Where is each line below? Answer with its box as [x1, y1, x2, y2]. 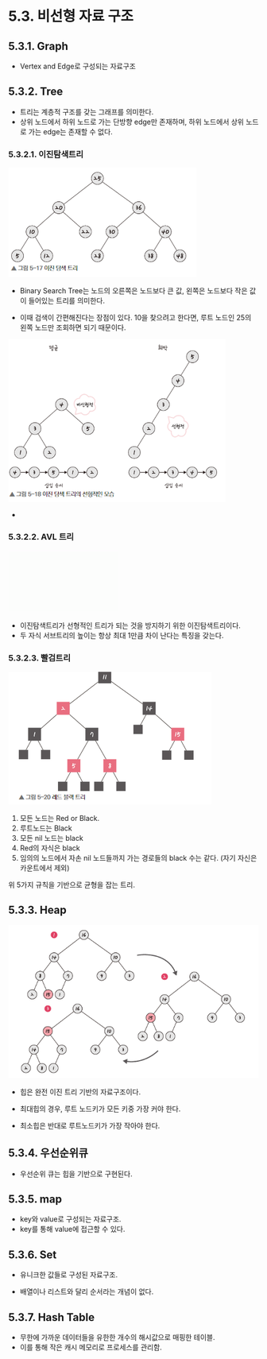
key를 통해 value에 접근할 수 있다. [19, 1225, 126, 1234]
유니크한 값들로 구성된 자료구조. [19, 1270, 118, 1280]
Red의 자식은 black [19, 843, 81, 853]
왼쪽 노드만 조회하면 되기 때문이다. [19, 323, 126, 332]
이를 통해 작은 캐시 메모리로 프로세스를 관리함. [19, 1342, 163, 1352]
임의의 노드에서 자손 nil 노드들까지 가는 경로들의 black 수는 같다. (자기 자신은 [19, 853, 257, 862]
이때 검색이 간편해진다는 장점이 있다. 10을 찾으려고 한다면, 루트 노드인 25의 [19, 313, 252, 323]
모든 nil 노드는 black [19, 833, 83, 842]
